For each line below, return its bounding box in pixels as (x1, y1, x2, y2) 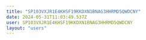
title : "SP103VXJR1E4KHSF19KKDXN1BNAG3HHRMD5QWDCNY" (6, 8, 141, 15)
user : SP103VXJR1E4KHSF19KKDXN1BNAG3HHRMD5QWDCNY (6, 19, 133, 25)
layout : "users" (6, 25, 47, 31)
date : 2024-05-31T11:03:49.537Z (6, 14, 87, 20)
